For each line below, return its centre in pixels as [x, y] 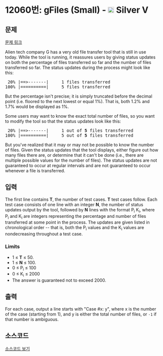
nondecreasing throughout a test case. [44, 234]
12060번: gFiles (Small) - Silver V [77, 10]
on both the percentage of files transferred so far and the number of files [78, 62]
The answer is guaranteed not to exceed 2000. [59, 280]
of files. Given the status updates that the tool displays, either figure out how [82, 150]
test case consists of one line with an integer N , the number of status [74, 204]
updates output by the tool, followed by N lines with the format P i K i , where [80, 210]
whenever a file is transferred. [35, 171]
